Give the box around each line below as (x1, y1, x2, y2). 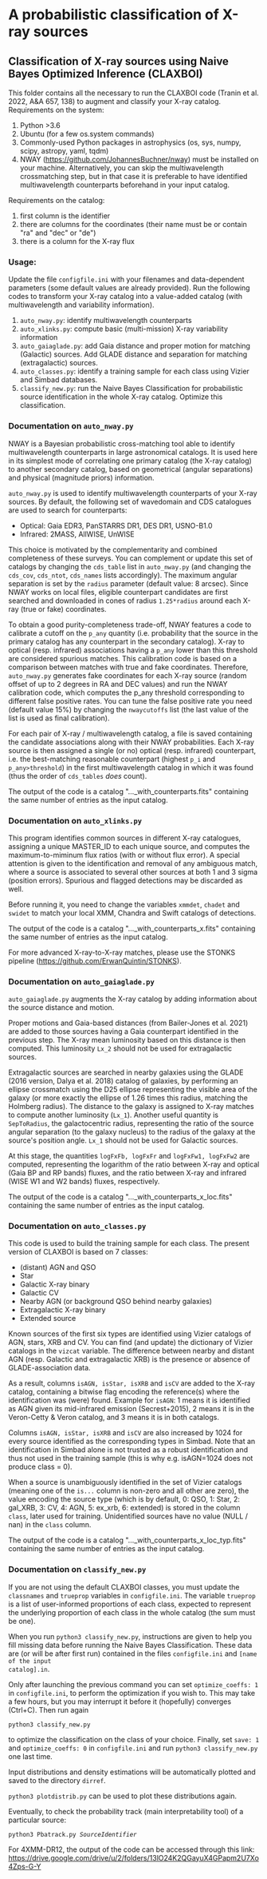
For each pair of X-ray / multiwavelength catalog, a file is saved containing (8, 728, 253, 738)
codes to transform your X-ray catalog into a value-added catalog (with (8, 292, 243, 301)
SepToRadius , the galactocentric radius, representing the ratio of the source (8, 1119, 254, 1128)
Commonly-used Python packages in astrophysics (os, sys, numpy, (19, 138, 241, 147)
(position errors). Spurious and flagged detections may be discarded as (8, 876, 243, 885)
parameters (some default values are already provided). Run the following (8, 283, 250, 293)
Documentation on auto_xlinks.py (8, 815, 142, 826)
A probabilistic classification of (8, 6, 219, 24)
